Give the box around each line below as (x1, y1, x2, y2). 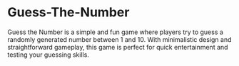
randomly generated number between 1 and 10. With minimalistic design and (7, 35, 232, 43)
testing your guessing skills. (7, 50, 89, 59)
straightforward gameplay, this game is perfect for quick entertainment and (7, 43, 228, 51)
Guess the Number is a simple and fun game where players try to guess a (7, 28, 223, 36)
